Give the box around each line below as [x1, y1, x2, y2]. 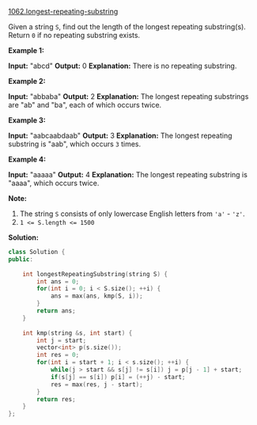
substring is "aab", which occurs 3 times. [8, 139, 142, 149]
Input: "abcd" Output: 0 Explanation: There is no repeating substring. [8, 61, 237, 70]
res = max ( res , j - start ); [50, 380, 144, 389]
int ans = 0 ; [36, 277, 80, 286]
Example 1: [8, 46, 45, 55]
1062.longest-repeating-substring [8, 7, 119, 16]
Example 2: [8, 77, 46, 85]
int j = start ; [36, 336, 87, 344]
